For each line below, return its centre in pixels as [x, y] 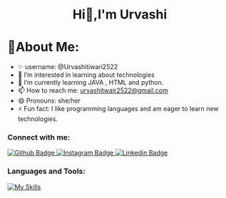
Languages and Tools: [46, 172]
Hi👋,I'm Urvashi [120, 15]
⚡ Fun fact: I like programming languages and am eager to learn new [118, 109]
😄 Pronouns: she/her [49, 101]
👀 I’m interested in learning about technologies [86, 75]
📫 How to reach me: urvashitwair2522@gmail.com [93, 90]
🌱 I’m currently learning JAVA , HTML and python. [91, 83]
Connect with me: [39, 137]
